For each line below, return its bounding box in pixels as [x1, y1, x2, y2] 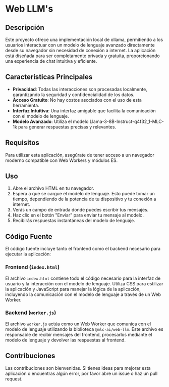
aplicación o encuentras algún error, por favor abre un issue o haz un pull [5, 370, 158, 376]
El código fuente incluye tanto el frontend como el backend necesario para [5, 246, 160, 252]
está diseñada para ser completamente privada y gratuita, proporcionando [5, 53, 160, 59]
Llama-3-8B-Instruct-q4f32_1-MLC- [89, 118, 164, 124]
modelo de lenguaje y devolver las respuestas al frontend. [5, 337, 126, 343]
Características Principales [5, 73, 93, 81]
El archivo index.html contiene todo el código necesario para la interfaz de [5, 275, 161, 281]
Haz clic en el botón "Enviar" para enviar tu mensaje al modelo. [12, 212, 144, 218]
